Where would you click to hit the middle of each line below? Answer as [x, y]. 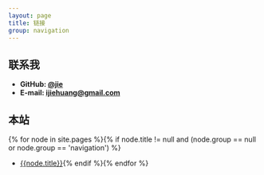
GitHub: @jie [41, 84]
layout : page [30, 16]
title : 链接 [27, 23]
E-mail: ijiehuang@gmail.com [70, 93]
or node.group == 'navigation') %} [65, 148]
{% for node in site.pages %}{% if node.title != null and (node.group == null [132, 139]
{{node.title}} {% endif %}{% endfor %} [84, 163]
